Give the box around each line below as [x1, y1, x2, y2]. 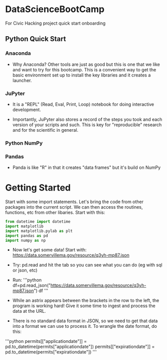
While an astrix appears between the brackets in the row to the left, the [12, 298, 159, 304]
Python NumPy [5, 139, 43, 146]
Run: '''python [12, 277, 42, 283]
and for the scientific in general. [12, 127, 79, 133]
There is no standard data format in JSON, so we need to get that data [12, 318, 158, 324]
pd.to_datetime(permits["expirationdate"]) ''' [5, 349, 97, 355]
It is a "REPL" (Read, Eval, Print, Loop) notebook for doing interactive [12, 101, 154, 107]
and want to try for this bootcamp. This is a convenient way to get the [12, 66, 156, 72]
